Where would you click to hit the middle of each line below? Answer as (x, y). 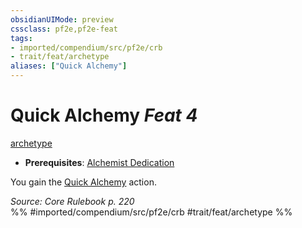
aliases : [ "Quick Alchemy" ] (69, 66)
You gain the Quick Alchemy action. (83, 182)
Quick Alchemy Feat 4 (104, 115)
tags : (21, 38)
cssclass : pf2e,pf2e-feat (64, 29)
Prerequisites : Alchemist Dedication (99, 162)
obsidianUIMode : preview (62, 19)
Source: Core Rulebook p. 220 (72, 201)
